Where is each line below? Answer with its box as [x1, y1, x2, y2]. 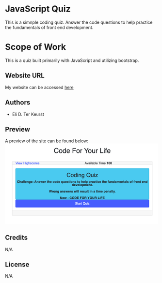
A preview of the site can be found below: [5, 138, 89, 144]
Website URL [5, 72, 45, 80]
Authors [5, 98, 31, 107]
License [5, 260, 30, 268]
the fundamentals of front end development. [5, 24, 94, 30]
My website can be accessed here [5, 84, 74, 90]
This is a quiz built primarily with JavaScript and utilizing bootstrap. [5, 57, 139, 63]
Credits [5, 234, 28, 242]
